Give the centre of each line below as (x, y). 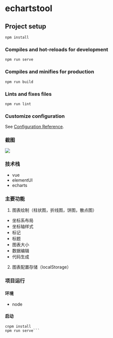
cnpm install (18, 327)
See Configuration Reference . (35, 127)
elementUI (22, 180)
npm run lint (18, 104)
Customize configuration (35, 116)
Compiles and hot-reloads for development (57, 49)
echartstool (29, 8)
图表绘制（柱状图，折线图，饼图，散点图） (54, 210)
